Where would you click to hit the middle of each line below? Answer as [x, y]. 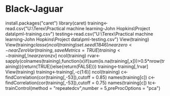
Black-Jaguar [34, 9]
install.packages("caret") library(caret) [46, 23]
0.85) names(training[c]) [121, 77]
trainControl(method [27, 88]
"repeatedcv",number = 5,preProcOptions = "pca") [107, 88]
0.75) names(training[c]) [121, 83]
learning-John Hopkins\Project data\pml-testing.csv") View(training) [77, 39]
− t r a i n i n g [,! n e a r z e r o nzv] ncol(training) [46, 55]
